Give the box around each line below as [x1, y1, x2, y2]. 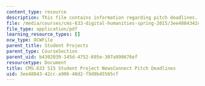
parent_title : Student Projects [6, 43, 88, 49]
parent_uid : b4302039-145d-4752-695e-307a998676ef [6, 54, 138, 60]
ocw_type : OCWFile [6, 37, 53, 43]
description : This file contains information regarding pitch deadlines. [6, 15, 198, 21]
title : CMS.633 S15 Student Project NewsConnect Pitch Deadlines [6, 65, 176, 71]
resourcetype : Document [6, 59, 67, 65]
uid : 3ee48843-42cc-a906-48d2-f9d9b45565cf [6, 71, 119, 77]
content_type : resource [6, 8, 67, 15]
